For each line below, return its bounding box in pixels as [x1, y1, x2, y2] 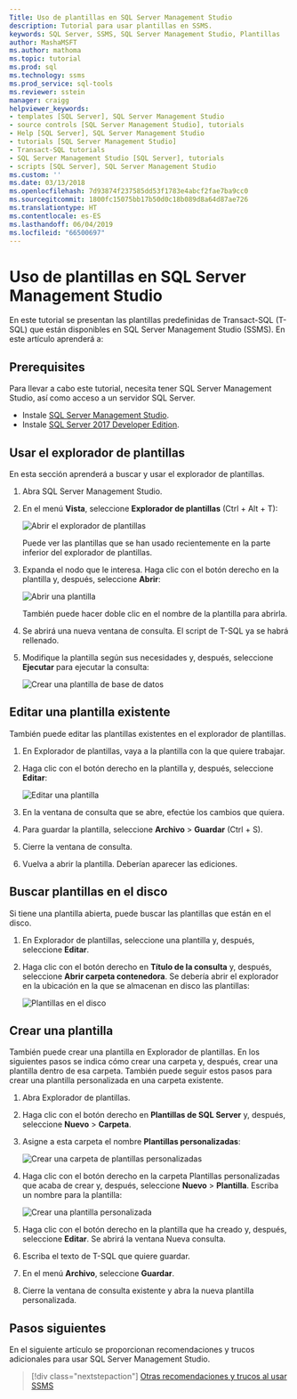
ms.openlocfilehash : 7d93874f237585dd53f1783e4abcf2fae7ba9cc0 [9, 187, 249, 196]
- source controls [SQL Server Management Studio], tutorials [9, 121, 245, 130]
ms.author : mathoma [9, 46, 82, 55]
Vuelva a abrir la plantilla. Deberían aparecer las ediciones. [21, 858, 238, 869]
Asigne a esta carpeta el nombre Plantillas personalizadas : [21, 1136, 242, 1147]
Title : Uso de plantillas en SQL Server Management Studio [9, 12, 233, 22]
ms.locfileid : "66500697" [9, 228, 105, 237]
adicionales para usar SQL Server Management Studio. [9, 1354, 211, 1364]
